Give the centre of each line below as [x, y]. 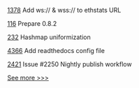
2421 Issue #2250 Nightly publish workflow [69, 64]
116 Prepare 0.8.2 [32, 23]
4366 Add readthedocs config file [56, 51]
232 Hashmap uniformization [49, 37]
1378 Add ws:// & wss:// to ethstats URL [64, 10]
